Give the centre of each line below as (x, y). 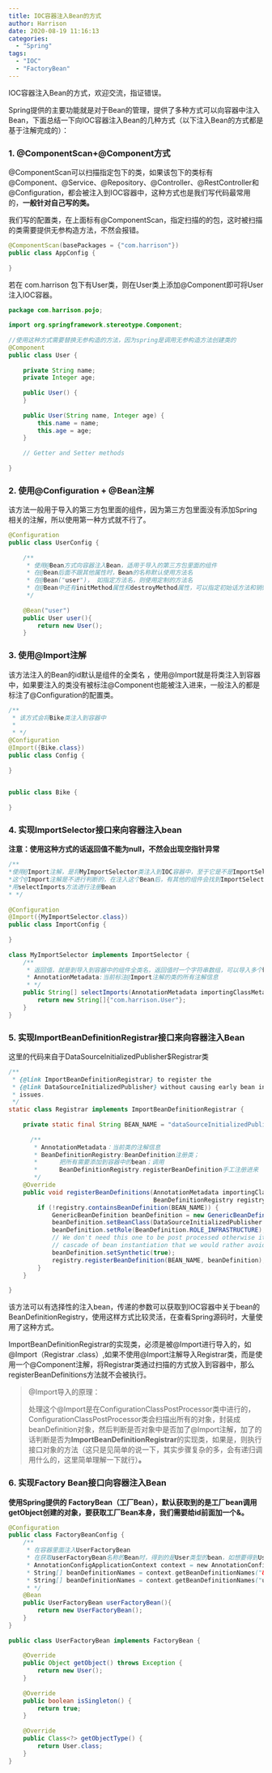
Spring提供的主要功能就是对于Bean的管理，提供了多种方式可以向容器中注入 (134, 109)
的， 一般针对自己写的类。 (51, 203)
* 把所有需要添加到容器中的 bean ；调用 (99, 1162)
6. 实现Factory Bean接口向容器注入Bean (87, 1483)
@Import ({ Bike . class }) (47, 748)
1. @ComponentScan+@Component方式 (90, 153)
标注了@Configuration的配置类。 (63, 694)
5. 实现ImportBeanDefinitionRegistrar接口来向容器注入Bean (127, 1037)
